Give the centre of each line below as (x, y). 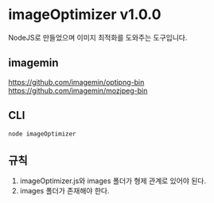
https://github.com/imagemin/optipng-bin (76, 82)
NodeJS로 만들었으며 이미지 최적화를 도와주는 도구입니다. (98, 37)
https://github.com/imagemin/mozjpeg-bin (78, 90)
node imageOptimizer (43, 134)
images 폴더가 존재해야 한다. (64, 191)
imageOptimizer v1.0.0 (85, 15)
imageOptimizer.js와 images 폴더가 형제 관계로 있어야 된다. (113, 181)
